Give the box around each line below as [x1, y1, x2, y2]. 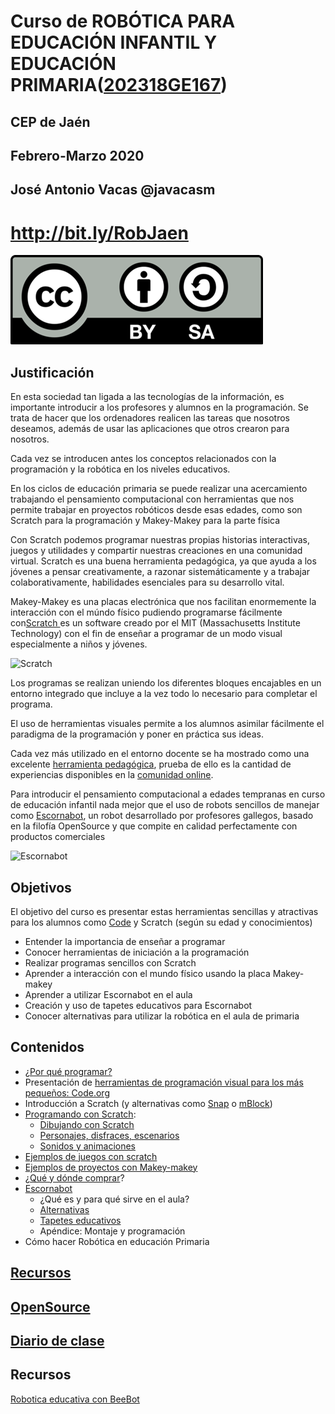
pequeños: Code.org [24, 1086, 110, 1099]
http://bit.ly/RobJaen [10, 221, 189, 244]
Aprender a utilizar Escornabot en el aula [24, 988, 193, 1000]
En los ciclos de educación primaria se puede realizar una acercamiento [10, 483, 308, 495]
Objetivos [10, 879, 72, 896]
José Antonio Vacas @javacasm [10, 181, 216, 199]
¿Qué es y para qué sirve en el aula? [39, 1193, 190, 1205]
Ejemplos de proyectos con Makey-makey [24, 1161, 198, 1173]
